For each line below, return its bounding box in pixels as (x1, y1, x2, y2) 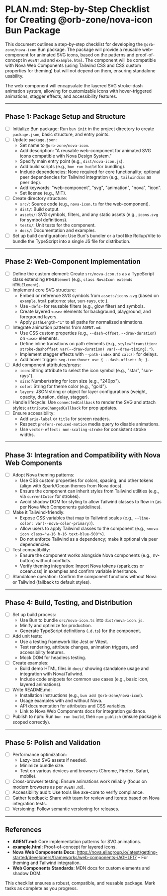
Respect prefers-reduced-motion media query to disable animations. (19, 421, 160, 427)
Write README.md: (12, 687, 52, 693)
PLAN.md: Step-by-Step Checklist (5, 3, 150, 15)
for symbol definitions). (19, 217, 68, 223)
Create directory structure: (12, 195, 67, 201)
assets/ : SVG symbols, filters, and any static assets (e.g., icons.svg (19, 211, 158, 218)
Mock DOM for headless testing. (19, 655, 86, 661)
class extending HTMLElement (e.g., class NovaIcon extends (12, 276, 133, 282)
